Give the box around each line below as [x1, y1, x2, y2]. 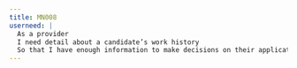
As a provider [17, 29, 69, 38]
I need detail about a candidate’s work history [17, 37, 200, 47]
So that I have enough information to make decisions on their [17, 46, 255, 55]
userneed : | [9, 21, 53, 30]
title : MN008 [9, 12, 57, 22]
